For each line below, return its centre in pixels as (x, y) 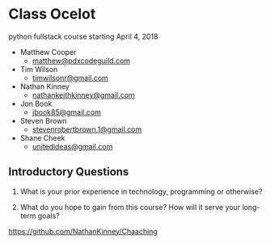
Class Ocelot (52, 14)
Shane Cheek (42, 137)
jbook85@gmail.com (66, 112)
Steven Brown (43, 120)
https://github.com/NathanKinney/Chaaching (83, 231)
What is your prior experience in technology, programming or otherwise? (141, 191)
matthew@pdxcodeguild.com (81, 61)
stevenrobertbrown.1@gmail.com (87, 129)
